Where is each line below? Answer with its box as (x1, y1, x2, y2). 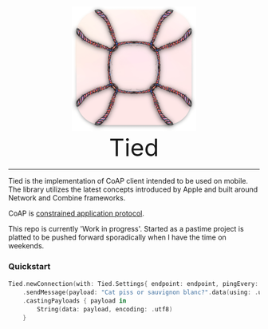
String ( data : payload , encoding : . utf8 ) (37, 305, 173, 313)
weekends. (8, 241, 45, 250)
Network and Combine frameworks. (8, 193, 126, 202)
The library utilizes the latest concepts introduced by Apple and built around (8, 184, 258, 194)
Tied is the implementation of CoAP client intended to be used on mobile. (8, 176, 249, 185)
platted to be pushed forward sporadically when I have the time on (8, 232, 227, 242)
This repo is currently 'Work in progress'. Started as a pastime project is (8, 224, 245, 233)
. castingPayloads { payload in (22, 297, 127, 305)
